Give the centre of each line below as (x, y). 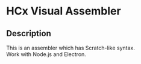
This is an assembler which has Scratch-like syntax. (71, 48)
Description (29, 34)
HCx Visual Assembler (64, 11)
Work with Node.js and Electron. (46, 54)
